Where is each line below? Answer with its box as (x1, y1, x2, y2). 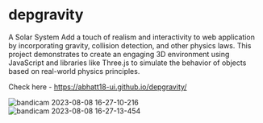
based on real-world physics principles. (8, 66, 140, 76)
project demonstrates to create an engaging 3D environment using (8, 49, 230, 59)
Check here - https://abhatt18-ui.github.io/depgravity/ (8, 82, 187, 92)
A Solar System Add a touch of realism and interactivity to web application (8, 32, 256, 42)
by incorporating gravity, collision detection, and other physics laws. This (8, 40, 252, 50)
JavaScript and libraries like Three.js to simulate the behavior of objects (8, 58, 247, 68)
